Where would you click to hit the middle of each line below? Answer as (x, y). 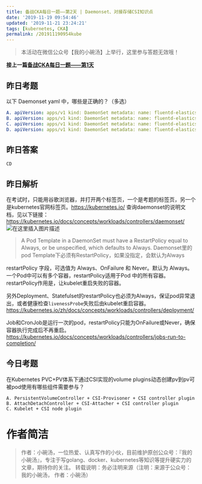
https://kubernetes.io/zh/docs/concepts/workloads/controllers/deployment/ (100, 310)
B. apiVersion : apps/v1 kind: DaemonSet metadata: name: (79, 118)
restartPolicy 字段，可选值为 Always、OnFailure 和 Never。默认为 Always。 (99, 268)
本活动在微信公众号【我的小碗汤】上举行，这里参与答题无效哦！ (100, 52)
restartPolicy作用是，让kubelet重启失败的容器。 (65, 283)
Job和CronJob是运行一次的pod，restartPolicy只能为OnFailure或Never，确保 (101, 323)
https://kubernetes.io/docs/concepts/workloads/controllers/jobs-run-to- (96, 337)
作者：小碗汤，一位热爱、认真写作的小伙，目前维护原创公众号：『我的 (106, 452)
